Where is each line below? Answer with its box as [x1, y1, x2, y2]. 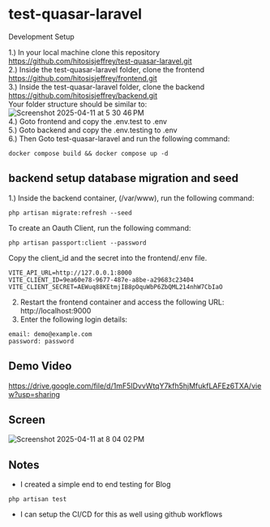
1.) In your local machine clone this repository [8, 47, 161, 57]
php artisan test [8, 495, 67, 503]
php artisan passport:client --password [8, 239, 148, 247]
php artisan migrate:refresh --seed [8, 209, 132, 217]
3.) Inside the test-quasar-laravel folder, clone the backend [8, 82, 205, 92]
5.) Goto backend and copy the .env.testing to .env [8, 125, 178, 135]
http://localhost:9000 [19, 305, 92, 315]
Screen [8, 413, 46, 426]
